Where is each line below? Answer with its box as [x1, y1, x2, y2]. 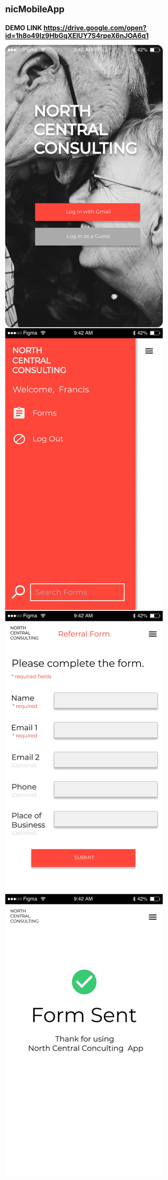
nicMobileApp [5, 4, 65, 15]
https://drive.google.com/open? [43, 24, 146, 32]
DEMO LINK [5, 24, 42, 32]
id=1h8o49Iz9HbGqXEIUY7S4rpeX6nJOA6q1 [5, 31, 149, 40]
